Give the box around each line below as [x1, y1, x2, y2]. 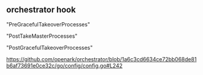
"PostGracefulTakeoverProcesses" [6, 44, 93, 51]
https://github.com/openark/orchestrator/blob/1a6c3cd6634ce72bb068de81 [6, 55, 197, 62]
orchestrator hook [6, 5, 76, 15]
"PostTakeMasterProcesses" [6, 32, 78, 40]
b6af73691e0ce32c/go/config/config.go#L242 [6, 62, 123, 69]
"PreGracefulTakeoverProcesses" [6, 20, 91, 28]
